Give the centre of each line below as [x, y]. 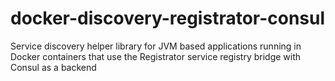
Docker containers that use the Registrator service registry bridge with [156, 56]
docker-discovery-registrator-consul [168, 18]
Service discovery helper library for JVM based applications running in [156, 46]
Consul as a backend [53, 67]
